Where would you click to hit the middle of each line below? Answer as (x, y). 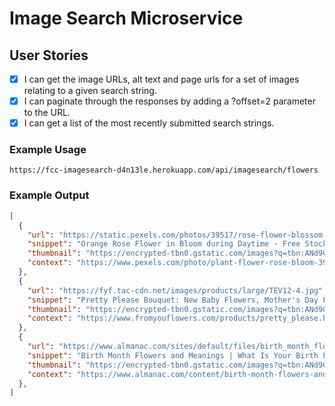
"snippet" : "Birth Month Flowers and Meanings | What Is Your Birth (173, 355)
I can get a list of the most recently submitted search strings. (149, 123)
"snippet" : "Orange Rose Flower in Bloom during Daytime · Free (164, 244)
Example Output (49, 195)
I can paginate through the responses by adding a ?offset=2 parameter (169, 101)
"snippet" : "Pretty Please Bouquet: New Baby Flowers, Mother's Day (173, 300)
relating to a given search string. (90, 91)
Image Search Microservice (126, 18)
